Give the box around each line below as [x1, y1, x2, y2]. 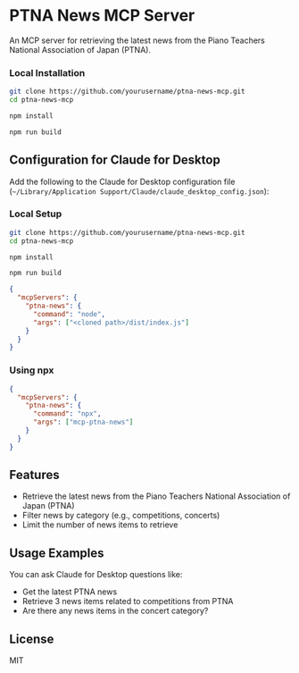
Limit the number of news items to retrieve [21, 519, 179, 530]
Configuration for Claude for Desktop [9, 153, 220, 168]
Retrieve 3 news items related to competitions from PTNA [21, 596, 234, 607]
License [9, 631, 54, 646]
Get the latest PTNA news [21, 586, 118, 597]
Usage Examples [9, 545, 104, 560]
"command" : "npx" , [32, 409, 102, 418]
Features [9, 467, 60, 483]
